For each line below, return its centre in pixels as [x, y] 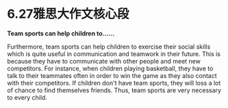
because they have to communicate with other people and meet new [104, 61]
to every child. [27, 97]
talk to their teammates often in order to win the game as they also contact [112, 75]
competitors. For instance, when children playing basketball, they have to [110, 68]
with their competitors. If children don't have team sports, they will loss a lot [114, 83]
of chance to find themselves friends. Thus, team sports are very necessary [114, 90]
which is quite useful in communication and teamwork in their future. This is [114, 54]
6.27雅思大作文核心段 [68, 14]
